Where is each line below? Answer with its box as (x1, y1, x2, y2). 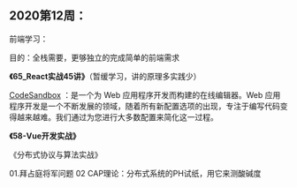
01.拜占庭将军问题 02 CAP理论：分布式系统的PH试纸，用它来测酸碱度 (9, 168, 262, 178)
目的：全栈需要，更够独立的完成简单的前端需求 (9, 52, 179, 63)
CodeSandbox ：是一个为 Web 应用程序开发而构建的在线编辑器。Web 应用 (9, 89, 281, 100)
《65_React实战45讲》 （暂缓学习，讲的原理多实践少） (9, 71, 202, 81)
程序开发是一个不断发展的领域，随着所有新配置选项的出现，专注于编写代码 (9, 101, 280, 111)
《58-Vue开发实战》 (9, 131, 81, 141)
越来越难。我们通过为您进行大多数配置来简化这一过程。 (16, 111, 218, 122)
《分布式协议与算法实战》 (9, 149, 103, 160)
